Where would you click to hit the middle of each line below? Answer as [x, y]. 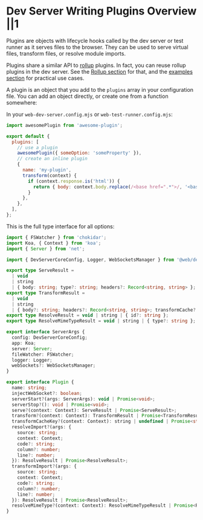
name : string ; [29, 388]
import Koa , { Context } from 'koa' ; [54, 243]
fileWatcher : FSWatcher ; [43, 355]
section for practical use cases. [45, 78]
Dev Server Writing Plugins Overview [101, 11]
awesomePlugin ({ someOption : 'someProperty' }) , [79, 153]
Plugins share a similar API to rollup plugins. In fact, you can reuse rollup [96, 65]
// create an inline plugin [52, 159]
